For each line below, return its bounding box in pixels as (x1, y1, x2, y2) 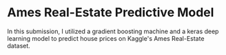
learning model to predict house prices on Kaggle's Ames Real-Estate (7, 34, 205, 42)
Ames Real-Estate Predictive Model (7, 5, 214, 20)
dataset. (7, 41, 31, 50)
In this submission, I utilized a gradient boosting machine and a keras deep (7, 27, 219, 35)
